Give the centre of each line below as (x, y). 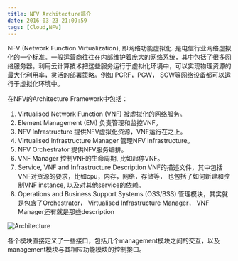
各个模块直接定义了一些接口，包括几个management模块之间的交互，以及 (114, 241)
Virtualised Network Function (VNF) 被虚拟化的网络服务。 (102, 114)
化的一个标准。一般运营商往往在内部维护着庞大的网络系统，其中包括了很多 (116, 57)
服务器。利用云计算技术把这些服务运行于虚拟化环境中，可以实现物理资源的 (122, 66)
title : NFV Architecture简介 (49, 14)
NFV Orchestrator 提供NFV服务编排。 (72, 149)
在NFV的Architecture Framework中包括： (68, 99)
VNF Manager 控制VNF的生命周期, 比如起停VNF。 (91, 159)
